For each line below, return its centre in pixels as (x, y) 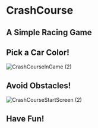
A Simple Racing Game (49, 32)
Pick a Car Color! (38, 52)
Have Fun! (25, 119)
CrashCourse (40, 10)
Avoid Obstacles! (39, 85)
